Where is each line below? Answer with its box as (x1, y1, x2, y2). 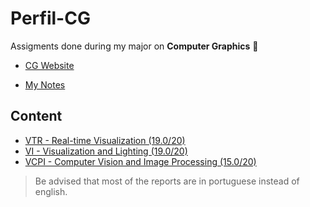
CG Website (24, 59, 75, 71)
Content (10, 108, 63, 125)
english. (34, 185, 68, 197)
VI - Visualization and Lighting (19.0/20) (24, 145, 188, 157)
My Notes (24, 78, 66, 91)
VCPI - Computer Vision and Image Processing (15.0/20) (24, 155, 257, 167)
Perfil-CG (10, 7, 91, 30)
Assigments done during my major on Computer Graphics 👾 (10, 40, 259, 52)
